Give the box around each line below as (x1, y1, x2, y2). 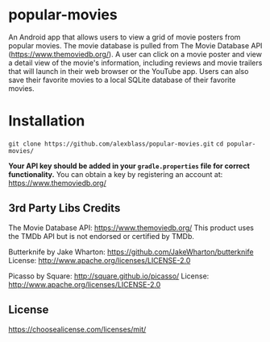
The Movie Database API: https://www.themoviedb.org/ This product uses (8, 223, 254, 233)
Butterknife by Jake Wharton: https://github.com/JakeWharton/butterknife (8, 247, 254, 257)
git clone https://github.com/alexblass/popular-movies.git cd (8, 139, 224, 148)
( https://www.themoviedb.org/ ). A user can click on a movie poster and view (8, 49, 262, 59)
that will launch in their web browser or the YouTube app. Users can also (8, 66, 249, 76)
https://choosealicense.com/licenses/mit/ (8, 324, 147, 334)
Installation (8, 112, 85, 130)
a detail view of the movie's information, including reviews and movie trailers (8, 58, 263, 68)
